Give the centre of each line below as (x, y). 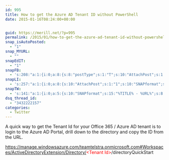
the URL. (14, 137)
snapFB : (13, 70)
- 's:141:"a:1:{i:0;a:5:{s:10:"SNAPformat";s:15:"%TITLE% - (74, 94)
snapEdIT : (16, 61)
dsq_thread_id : (21, 98)
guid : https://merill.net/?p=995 (40, 33)
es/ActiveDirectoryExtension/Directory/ (46, 152)
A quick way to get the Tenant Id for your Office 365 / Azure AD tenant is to (83, 127)
